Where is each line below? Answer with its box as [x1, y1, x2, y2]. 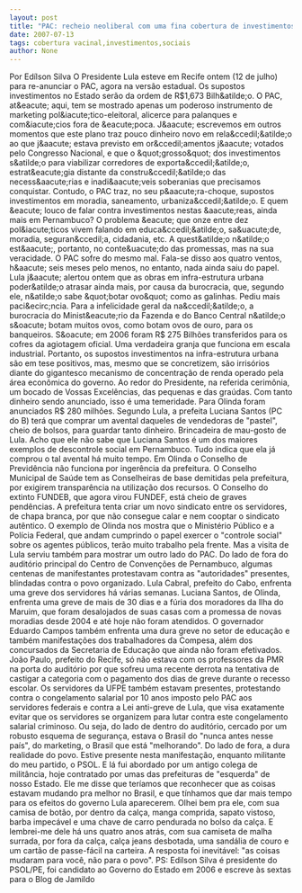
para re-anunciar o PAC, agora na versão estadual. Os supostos [9, 81, 245, 92]
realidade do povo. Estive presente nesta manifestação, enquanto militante [9, 750, 286, 761]
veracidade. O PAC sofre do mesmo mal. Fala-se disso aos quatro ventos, [9, 253, 282, 263]
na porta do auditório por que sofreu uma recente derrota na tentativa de [9, 664, 280, 674]
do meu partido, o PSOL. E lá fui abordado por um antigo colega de [9, 759, 258, 770]
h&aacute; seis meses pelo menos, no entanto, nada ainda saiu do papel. [9, 263, 280, 273]
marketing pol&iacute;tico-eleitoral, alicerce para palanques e [9, 110, 238, 121]
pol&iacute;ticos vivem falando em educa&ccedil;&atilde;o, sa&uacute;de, [9, 224, 281, 235]
